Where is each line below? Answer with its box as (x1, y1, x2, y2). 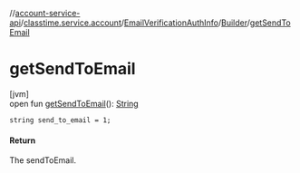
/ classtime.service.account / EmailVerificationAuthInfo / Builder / (20, 17, 251, 28)
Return (9, 135, 36, 146)
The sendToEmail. (9, 155, 77, 166)
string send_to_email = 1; (9, 115, 111, 125)
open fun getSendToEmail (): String (9, 98, 139, 109)
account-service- (15, 8, 81, 18)
